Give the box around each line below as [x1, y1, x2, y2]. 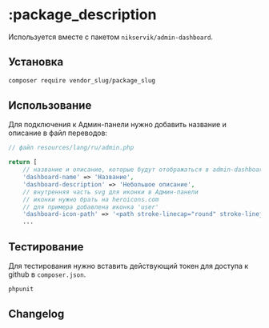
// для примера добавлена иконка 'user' [22, 202, 159, 211]
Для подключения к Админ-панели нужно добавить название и [8, 120, 227, 130]
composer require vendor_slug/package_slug [8, 76, 156, 85]
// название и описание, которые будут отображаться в [22, 166, 210, 174]
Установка [8, 55, 64, 69]
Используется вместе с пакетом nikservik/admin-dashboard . [8, 32, 214, 42]
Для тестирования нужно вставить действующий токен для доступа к [8, 262, 249, 270]
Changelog [8, 307, 65, 321]
